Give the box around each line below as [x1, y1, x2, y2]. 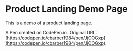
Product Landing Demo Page [5, 3, 128, 15]
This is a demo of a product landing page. [5, 20, 93, 26]
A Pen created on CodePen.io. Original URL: [5, 29, 97, 35]
